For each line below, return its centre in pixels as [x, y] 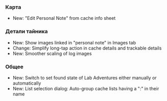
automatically [27, 83]
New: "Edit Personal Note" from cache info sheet [64, 18]
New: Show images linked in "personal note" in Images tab [74, 42]
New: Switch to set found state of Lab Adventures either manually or [85, 78]
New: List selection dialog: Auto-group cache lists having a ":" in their [86, 88]
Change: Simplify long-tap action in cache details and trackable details [87, 48]
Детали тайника [27, 32]
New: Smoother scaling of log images [52, 53]
